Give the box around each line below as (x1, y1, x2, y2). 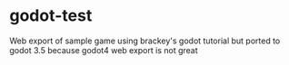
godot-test (9, 5, 93, 26)
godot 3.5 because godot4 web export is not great (9, 44, 198, 55)
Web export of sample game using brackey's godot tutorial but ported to (9, 35, 281, 46)
